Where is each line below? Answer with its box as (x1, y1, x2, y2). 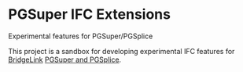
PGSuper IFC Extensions (8, 5, 171, 23)
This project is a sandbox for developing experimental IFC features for (8, 46, 235, 56)
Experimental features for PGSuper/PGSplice (8, 31, 153, 41)
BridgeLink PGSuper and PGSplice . (8, 55, 122, 64)
